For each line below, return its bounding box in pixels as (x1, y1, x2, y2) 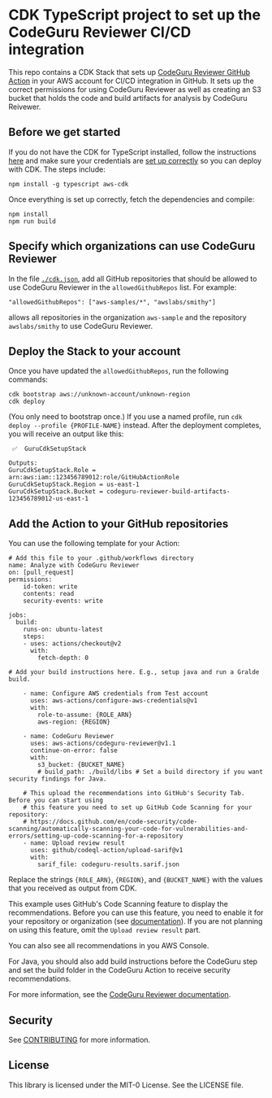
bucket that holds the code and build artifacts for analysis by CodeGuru (8, 93, 248, 103)
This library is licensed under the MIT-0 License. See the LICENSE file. (8, 1080, 244, 1090)
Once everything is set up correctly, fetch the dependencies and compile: (8, 194, 255, 204)
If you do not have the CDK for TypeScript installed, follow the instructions (8, 147, 257, 156)
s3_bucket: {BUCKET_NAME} (37, 761, 126, 769)
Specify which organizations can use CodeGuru (8, 239, 256, 253)
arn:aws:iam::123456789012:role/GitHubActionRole (8, 474, 180, 482)
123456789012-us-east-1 (8, 495, 89, 503)
